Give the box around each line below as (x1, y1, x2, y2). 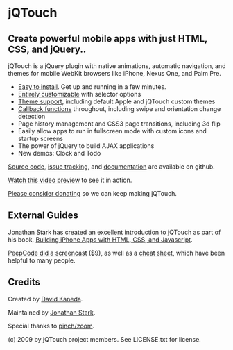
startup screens (17, 134, 63, 142)
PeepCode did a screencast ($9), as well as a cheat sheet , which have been (8, 249, 225, 257)
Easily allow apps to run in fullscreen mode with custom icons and (17, 127, 207, 135)
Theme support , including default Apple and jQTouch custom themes (17, 97, 216, 106)
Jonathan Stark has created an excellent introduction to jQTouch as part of (8, 228, 221, 236)
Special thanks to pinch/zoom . (8, 322, 95, 330)
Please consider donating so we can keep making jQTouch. (8, 190, 178, 197)
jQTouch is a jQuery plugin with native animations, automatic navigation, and (8, 62, 226, 70)
